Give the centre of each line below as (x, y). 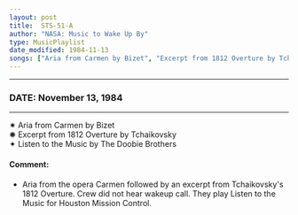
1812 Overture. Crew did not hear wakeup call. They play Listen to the (149, 193)
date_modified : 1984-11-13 (59, 50)
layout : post (33, 17)
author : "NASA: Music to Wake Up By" (79, 34)
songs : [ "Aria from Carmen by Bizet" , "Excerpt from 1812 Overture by (142, 58)
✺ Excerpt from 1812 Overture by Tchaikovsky (93, 134)
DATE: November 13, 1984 (66, 97)
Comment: (29, 164)
